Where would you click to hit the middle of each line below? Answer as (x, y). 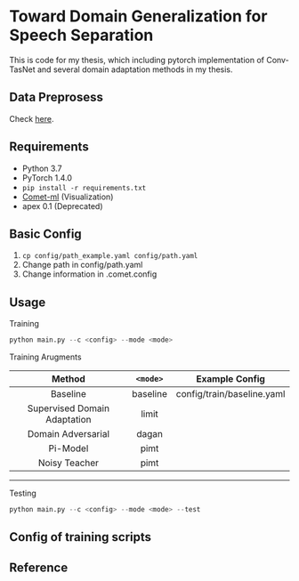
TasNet (22, 69)
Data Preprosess (57, 97)
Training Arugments (45, 357)
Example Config (230, 379)
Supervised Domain (68, 408)
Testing (23, 493)
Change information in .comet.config (89, 274)
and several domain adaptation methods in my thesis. (135, 69)
